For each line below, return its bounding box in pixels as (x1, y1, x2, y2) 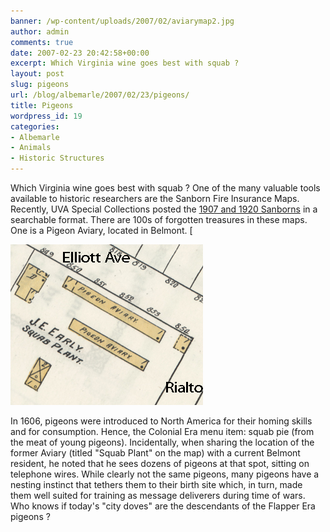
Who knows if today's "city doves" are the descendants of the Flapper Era (10, 500, 316, 512)
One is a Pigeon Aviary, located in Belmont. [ (10, 225, 193, 236)
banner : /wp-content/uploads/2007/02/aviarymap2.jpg (10, 16, 235, 26)
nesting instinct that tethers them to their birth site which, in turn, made (10, 479, 303, 490)
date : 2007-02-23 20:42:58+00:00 (10, 48, 150, 58)
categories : (10, 121, 60, 132)
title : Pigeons (10, 100, 74, 110)
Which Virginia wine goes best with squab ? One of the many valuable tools (10, 182, 321, 194)
